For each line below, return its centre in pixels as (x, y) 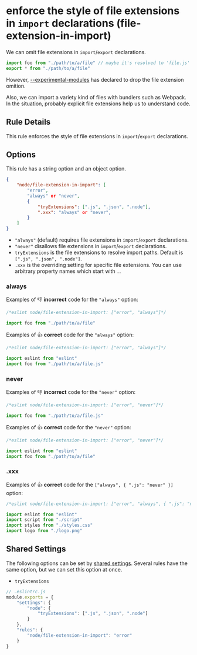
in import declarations (60, 23)
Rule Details (28, 122)
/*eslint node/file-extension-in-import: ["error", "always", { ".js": (95, 504)
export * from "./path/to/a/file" (48, 68)
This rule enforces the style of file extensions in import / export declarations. (97, 136)
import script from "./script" (44, 520)
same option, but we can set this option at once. (64, 569)
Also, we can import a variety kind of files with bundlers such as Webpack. (96, 97)
